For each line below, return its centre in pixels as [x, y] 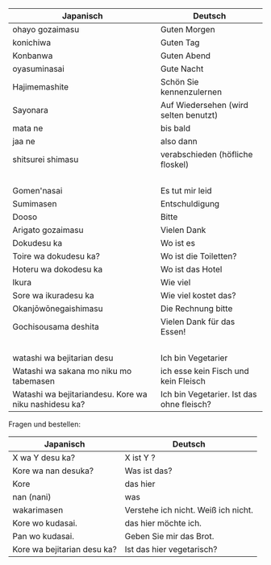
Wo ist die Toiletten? [198, 256]
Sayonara [30, 110]
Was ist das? [148, 471]
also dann [179, 141]
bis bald [175, 128]
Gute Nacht [182, 69]
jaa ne [24, 141]
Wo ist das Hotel [191, 269]
